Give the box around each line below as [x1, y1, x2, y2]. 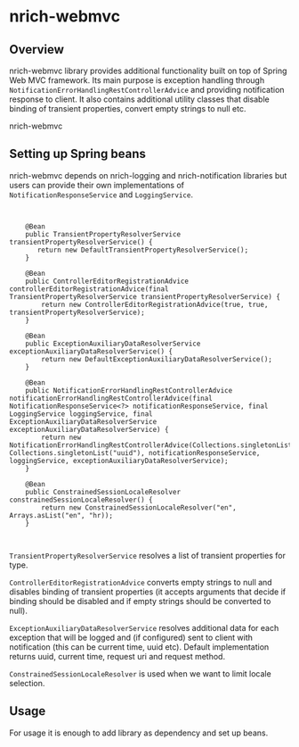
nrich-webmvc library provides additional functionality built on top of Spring [9, 65, 287, 76]
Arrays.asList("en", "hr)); [9, 510, 114, 519]
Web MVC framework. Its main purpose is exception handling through [9, 75, 265, 86]
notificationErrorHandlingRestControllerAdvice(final [9, 394, 214, 403]
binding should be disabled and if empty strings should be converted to [9, 595, 271, 606]
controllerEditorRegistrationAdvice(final [9, 284, 169, 294]
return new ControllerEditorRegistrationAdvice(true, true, [41, 300, 269, 309]
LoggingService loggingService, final [9, 409, 153, 419]
